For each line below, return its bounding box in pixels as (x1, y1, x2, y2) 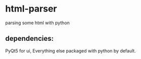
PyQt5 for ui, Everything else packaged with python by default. (5, 47, 136, 53)
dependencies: (5, 34, 54, 43)
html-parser (5, 3, 57, 15)
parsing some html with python (5, 20, 70, 26)
